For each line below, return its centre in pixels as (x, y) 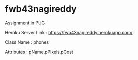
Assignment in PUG (25, 23)
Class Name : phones (27, 42)
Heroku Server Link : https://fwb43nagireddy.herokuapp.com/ (69, 32)
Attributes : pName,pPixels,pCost (39, 52)
